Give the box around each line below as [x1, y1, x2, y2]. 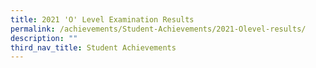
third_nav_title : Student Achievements [10, 42, 177, 53]
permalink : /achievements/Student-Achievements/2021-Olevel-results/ [10, 24, 307, 34]
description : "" [10, 33, 78, 43]
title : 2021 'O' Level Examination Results [10, 14, 195, 25]
